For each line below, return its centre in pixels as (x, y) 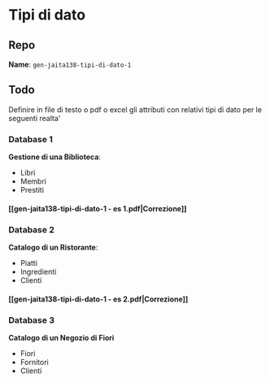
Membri (33, 181)
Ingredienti (38, 271)
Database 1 (30, 139)
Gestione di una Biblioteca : (55, 157)
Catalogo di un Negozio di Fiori (61, 337)
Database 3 (32, 320)
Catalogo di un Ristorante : (53, 247)
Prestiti (32, 190)
